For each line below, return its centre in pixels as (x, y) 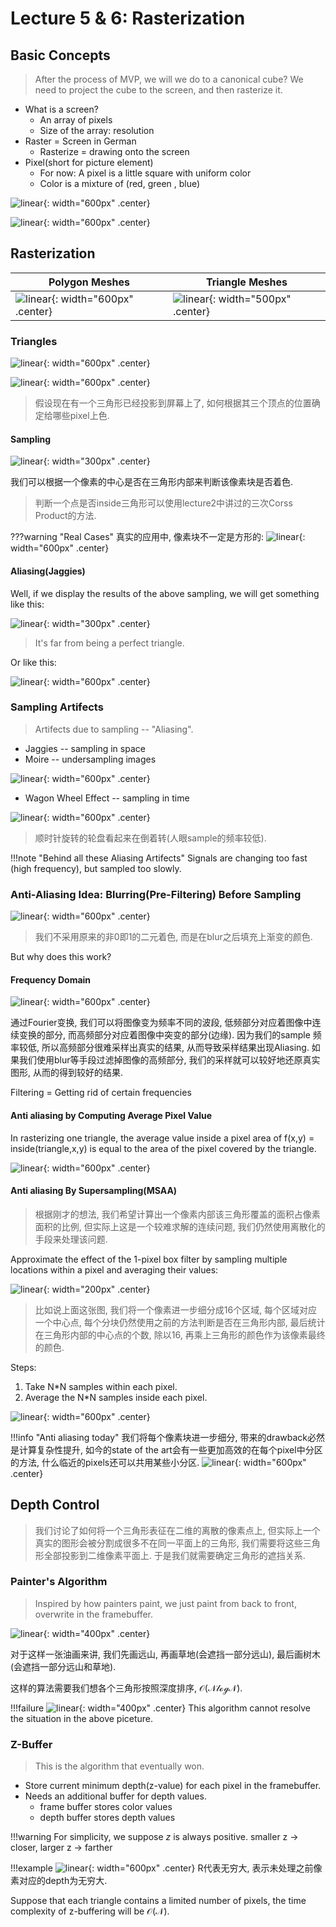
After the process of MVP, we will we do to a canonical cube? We (169, 79)
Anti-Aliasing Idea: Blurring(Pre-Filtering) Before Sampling (156, 894)
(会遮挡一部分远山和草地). (63, 1666)
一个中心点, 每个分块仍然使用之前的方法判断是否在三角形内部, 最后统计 (180, 1322)
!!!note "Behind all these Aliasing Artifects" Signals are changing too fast (159, 858)
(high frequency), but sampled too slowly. (96, 868)
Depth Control (55, 1505)
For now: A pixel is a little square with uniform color (145, 173)
